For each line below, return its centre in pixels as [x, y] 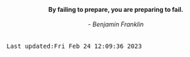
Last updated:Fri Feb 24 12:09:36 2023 [74, 46]
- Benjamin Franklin [116, 24]
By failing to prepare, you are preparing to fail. [116, 9]
